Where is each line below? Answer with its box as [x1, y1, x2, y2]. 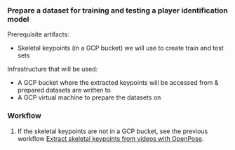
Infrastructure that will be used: [7, 65, 98, 74]
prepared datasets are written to [17, 86, 111, 95]
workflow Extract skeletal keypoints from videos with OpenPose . [17, 134, 204, 142]
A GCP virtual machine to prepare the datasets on [17, 93, 161, 102]
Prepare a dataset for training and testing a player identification [7, 6, 228, 15]
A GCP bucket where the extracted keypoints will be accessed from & [17, 79, 219, 87]
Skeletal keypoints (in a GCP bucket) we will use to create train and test [17, 44, 224, 53]
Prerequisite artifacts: [7, 30, 69, 39]
